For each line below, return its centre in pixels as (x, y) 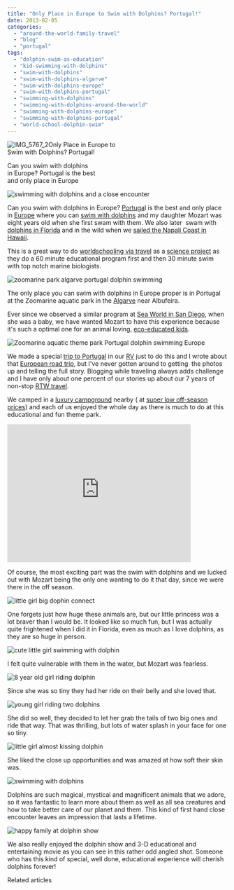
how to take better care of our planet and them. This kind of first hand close (116, 809)
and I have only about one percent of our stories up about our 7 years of (111, 378)
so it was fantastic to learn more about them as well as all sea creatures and (116, 802)
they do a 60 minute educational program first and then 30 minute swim (111, 258)
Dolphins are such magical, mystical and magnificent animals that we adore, (117, 794)
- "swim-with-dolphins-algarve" (61, 79)
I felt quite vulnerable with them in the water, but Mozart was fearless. (108, 664)
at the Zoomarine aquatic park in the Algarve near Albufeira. (94, 300)
